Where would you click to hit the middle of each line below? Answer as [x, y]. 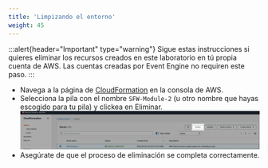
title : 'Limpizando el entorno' [62, 17]
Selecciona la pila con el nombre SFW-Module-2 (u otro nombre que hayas [139, 98]
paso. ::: [22, 74]
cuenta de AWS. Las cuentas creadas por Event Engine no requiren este [126, 66]
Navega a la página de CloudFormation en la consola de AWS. [122, 90]
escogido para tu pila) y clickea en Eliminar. [91, 107]
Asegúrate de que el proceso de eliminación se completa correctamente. [140, 154]
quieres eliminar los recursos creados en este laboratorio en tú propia [123, 57]
